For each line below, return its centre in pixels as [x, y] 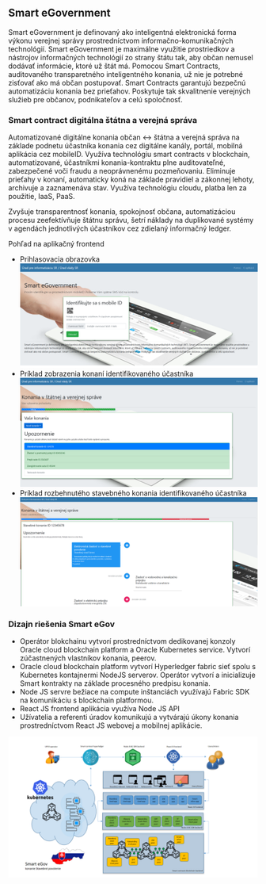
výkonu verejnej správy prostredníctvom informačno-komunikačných [121, 40]
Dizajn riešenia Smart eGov [61, 624]
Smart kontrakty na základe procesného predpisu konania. [115, 683]
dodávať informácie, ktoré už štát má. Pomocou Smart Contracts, [114, 66]
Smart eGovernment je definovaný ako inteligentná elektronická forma [122, 32]
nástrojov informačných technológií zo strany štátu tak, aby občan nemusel [131, 57]
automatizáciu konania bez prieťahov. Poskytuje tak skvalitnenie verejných [129, 91]
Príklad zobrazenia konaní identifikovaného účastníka [106, 373]
